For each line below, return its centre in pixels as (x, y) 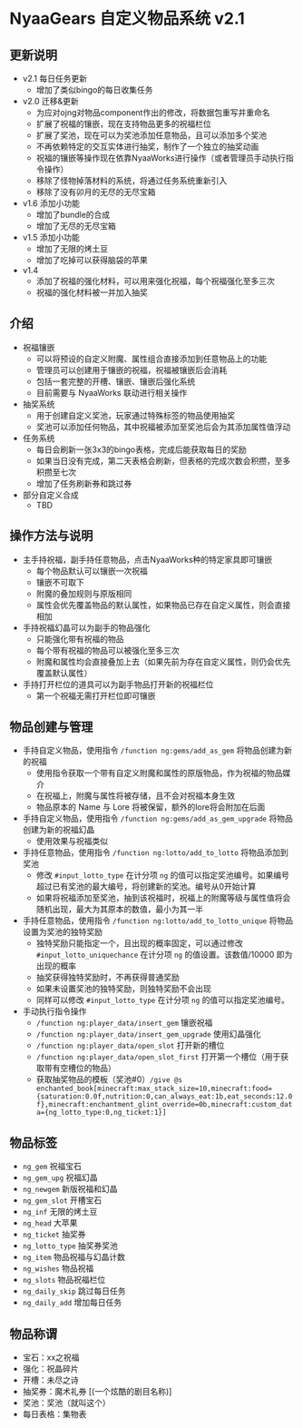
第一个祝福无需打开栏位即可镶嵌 (96, 695)
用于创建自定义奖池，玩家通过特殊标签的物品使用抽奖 (136, 415)
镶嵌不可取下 (60, 582)
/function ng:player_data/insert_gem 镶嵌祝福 (124, 1023)
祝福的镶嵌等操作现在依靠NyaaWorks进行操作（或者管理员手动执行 (161, 158)
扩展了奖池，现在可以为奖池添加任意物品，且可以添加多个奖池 (151, 135)
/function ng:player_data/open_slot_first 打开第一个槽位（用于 (158, 1057)
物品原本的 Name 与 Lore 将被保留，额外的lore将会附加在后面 (151, 807)
